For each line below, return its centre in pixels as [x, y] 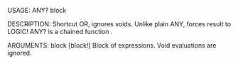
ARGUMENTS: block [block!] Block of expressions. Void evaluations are [112, 45]
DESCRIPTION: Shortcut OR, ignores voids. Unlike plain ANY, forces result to [119, 24]
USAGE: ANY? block [37, 10]
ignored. [20, 53]
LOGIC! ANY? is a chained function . [60, 32]
